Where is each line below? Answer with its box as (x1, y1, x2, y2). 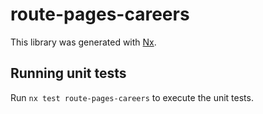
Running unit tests (10, 65, 127, 82)
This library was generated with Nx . (10, 36, 157, 48)
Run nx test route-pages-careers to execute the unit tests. (10, 91, 254, 103)
